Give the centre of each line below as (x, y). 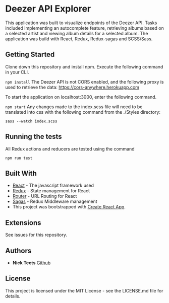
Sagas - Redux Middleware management (55, 201)
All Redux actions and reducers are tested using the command (70, 148)
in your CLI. (17, 72)
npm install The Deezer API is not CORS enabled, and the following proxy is (84, 82)
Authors (18, 250)
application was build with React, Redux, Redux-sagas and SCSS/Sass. (79, 39)
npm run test (19, 158)
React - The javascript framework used (53, 185)
